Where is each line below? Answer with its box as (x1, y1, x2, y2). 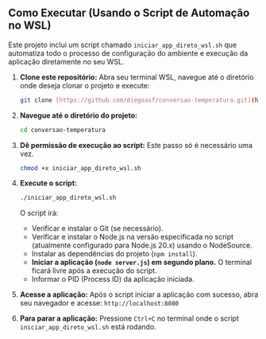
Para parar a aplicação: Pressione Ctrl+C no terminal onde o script (19, 314, 240, 323)
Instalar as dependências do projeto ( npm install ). (31, 249, 198, 259)
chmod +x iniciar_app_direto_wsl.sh (19, 164, 141, 172)
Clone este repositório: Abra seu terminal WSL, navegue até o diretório (19, 72, 254, 82)
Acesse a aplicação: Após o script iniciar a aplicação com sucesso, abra (19, 290, 259, 299)
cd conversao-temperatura (19, 126, 106, 134)
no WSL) (8, 19, 52, 33)
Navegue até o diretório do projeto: (19, 111, 137, 120)
